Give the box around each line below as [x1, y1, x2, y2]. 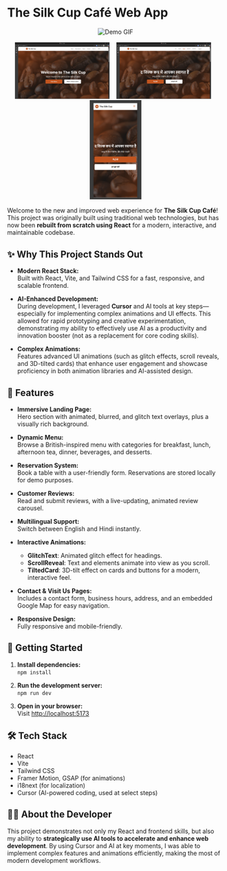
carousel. [17, 504, 44, 512]
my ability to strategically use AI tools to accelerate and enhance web [7, 834, 209, 843]
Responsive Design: [17, 615, 76, 623]
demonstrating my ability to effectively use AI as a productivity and [17, 324, 207, 333]
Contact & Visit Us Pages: [17, 587, 92, 595]
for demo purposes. [17, 476, 74, 485]
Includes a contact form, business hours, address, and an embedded [17, 594, 213, 603]
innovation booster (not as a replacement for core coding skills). [17, 331, 199, 340]
